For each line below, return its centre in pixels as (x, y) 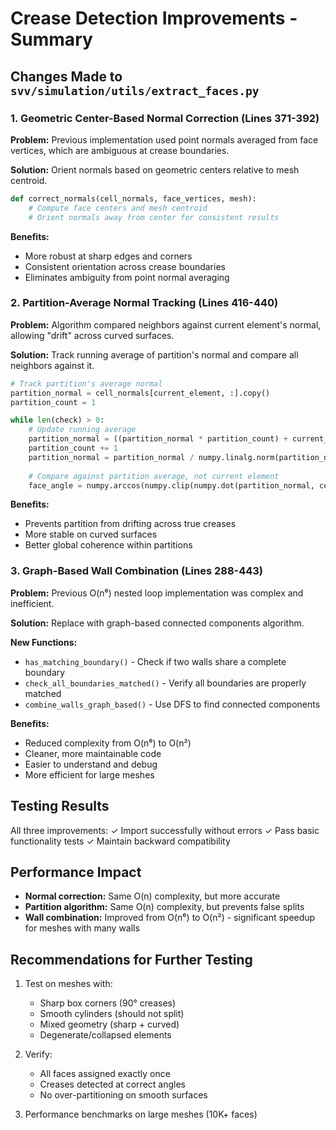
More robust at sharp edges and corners (108, 256)
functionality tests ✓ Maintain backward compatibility (120, 841)
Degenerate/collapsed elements (105, 1035)
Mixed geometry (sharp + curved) (109, 1024)
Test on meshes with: (68, 984)
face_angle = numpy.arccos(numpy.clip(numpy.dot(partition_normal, (171, 485)
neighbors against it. (52, 365)
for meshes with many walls (82, 928)
